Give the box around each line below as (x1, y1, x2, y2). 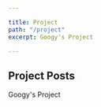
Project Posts (8, 68, 76, 83)
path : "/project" (8, 25, 65, 34)
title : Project (8, 18, 58, 26)
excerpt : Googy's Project (8, 33, 93, 41)
